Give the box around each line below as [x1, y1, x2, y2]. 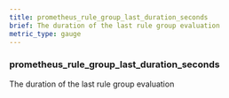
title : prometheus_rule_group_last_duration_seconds [9, 12, 209, 22]
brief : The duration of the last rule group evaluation [9, 21, 220, 30]
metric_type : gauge [9, 29, 82, 38]
